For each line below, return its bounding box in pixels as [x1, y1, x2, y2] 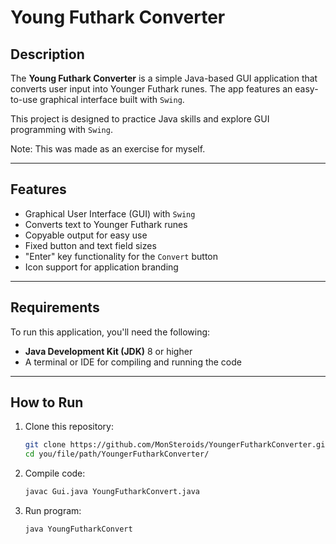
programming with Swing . [10, 124, 113, 135]
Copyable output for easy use [24, 229, 148, 241]
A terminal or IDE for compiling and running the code [24, 356, 242, 368]
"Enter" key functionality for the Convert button [24, 250, 219, 262]
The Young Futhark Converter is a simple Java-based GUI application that [10, 72, 318, 84]
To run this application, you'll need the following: [10, 326, 211, 338]
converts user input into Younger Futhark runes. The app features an [10, 83, 293, 95]
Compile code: [24, 467, 86, 480]
